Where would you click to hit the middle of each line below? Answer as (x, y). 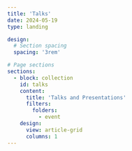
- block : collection (43, 78)
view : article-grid (54, 130)
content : (32, 91)
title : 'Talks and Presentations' (76, 98)
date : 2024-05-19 (32, 20)
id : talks (34, 85)
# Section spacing (41, 46)
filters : (38, 104)
